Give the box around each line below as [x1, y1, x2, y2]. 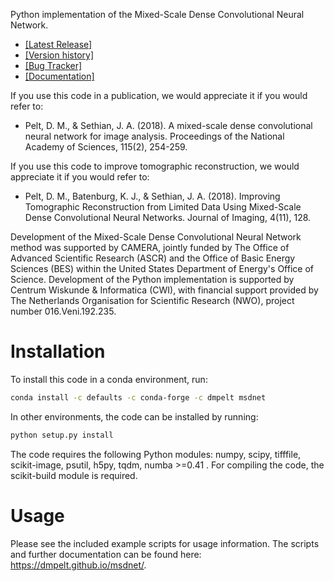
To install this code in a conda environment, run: [10, 373, 208, 385]
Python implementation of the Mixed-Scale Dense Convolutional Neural [10, 9, 305, 20]
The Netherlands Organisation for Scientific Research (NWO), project [10, 295, 295, 306]
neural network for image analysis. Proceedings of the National [24, 130, 285, 142]
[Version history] [24, 49, 95, 61]
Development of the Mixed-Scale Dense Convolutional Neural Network [10, 231, 302, 243]
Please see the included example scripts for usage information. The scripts [10, 537, 320, 549]
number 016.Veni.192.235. [10, 305, 117, 317]
